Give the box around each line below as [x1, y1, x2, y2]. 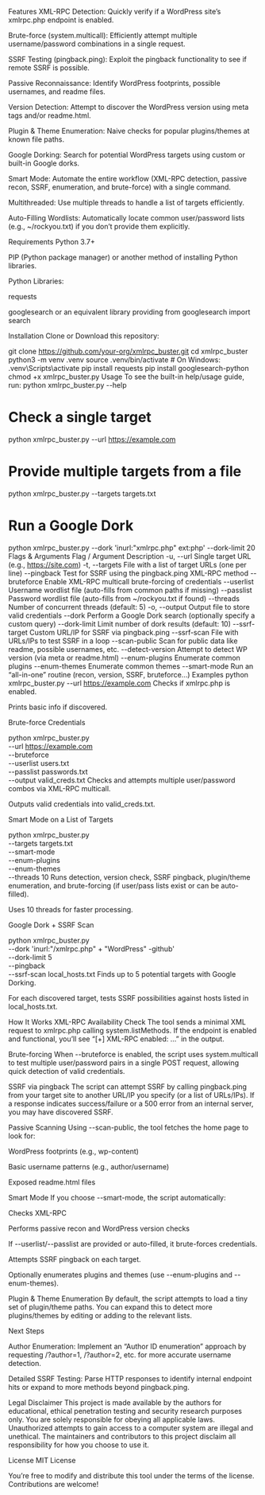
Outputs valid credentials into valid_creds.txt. [8, 799, 156, 809]
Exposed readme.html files [8, 1177, 96, 1187]
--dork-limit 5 [8, 952, 53, 962]
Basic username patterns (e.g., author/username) [8, 1161, 170, 1171]
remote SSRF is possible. [8, 63, 90, 72]
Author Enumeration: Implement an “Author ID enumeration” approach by [8, 1341, 247, 1351]
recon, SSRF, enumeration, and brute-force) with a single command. [8, 182, 232, 192]
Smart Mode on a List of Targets [8, 814, 113, 824]
